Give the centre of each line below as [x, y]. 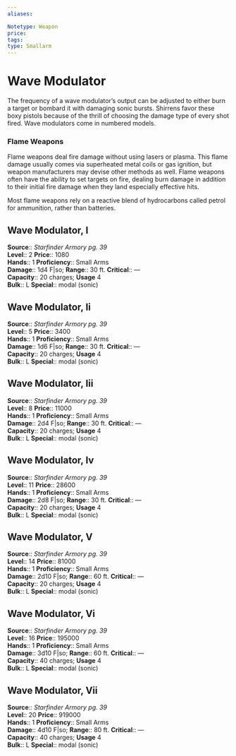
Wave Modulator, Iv [51, 461]
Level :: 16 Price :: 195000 [43, 638]
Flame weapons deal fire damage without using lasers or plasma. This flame [118, 157]
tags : [15, 40]
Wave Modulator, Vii [52, 690]
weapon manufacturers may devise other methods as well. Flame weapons [116, 172]
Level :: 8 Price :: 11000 [39, 408]
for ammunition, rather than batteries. [62, 208]
